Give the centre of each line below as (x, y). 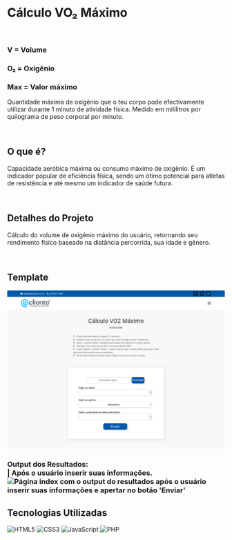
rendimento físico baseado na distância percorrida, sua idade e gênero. (109, 242)
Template (28, 278)
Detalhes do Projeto (50, 218)
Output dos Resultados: (48, 465)
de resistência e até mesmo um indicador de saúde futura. (90, 183)
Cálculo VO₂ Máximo (67, 13)
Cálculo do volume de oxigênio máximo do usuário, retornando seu (103, 235)
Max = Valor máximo (42, 86)
